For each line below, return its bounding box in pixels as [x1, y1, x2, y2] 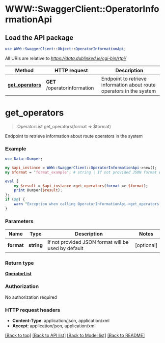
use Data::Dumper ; [5, 156, 43, 162]
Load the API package [5, 33, 74, 42]
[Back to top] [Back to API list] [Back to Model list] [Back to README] [5, 333, 145, 339]
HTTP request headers [5, 306, 60, 313]
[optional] [135, 242, 158, 249]
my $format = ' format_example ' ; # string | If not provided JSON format [5, 170, 157, 175]
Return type [5, 259, 34, 266]
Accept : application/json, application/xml [12, 323, 96, 329]
